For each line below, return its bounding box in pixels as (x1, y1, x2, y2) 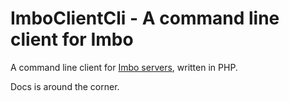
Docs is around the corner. (10, 80, 120, 92)
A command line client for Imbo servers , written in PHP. (10, 61, 238, 73)
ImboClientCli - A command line (10, 7, 280, 30)
